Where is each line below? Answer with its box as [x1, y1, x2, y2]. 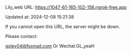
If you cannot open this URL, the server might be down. [5, 23, 120, 29]
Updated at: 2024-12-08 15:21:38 [5, 14, 74, 19]
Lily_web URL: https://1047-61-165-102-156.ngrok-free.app [5, 4, 127, 10]
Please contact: [5, 33, 38, 39]
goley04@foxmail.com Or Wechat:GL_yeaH [5, 43, 95, 49]
